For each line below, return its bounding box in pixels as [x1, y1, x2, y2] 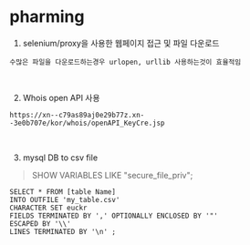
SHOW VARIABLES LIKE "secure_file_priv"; [31, 169, 193, 180]
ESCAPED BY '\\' [9, 219, 71, 229]
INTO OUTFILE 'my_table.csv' [9, 195, 120, 204]
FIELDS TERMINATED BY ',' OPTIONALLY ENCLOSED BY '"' [9, 211, 219, 220]
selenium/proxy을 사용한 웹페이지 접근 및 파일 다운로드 [22, 37, 220, 48]
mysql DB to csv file [22, 152, 99, 163]
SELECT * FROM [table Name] [9, 187, 117, 197]
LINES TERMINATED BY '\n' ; [9, 227, 117, 236]
